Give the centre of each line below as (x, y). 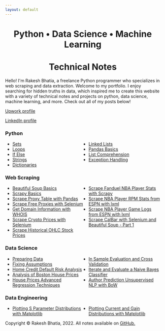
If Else (19, 154)
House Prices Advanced (37, 280)
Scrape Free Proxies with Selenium (48, 204)
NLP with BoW (103, 285)
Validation (99, 264)
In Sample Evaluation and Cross (121, 259)
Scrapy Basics (27, 194)
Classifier (98, 274)
